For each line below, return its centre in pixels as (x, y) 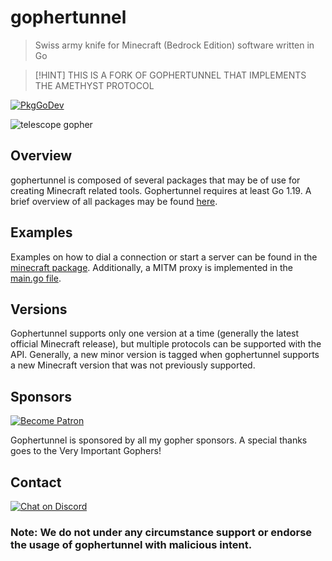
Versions (39, 309)
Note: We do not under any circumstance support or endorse (161, 532)
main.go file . (36, 278)
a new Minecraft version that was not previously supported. (133, 365)
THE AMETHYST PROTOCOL (94, 85)
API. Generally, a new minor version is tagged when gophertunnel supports (165, 355)
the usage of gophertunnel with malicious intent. (131, 544)
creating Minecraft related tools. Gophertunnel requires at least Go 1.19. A (161, 190)
